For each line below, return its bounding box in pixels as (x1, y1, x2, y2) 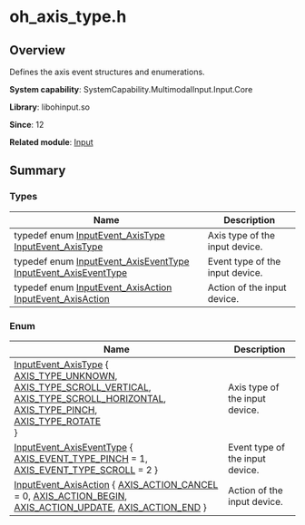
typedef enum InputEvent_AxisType (14, 228, 165, 241)
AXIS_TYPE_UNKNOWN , (14, 369, 118, 382)
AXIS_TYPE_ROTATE (14, 414, 102, 427)
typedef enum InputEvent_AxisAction (14, 281, 172, 294)
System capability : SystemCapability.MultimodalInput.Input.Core (9, 84, 253, 94)
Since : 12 (9, 120, 44, 130)
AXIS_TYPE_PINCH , (14, 403, 98, 416)
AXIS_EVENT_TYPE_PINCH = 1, (14, 452, 148, 464)
